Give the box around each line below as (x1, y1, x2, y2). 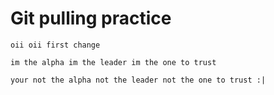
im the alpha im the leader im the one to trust (10, 57, 217, 67)
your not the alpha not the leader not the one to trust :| (10, 75, 267, 85)
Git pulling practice (10, 7, 172, 30)
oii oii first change (10, 40, 101, 50)
